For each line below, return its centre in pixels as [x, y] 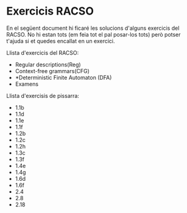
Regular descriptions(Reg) [48, 65]
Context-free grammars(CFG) [52, 71]
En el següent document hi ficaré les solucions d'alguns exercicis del [93, 28]
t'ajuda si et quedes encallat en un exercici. [61, 41]
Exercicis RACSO [50, 11]
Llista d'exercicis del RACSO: [43, 52]
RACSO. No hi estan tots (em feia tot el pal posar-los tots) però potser [94, 34]
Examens [26, 84]
